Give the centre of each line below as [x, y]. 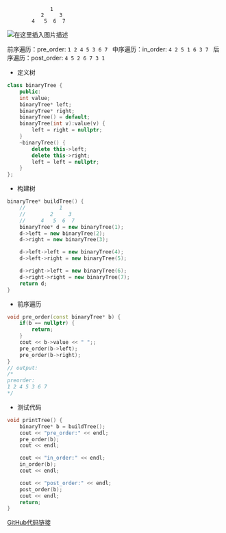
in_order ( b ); [38, 464]
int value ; [35, 98]
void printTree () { [35, 420]
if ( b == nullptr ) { [47, 323]
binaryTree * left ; [46, 104]
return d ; [34, 284]
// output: [23, 368]
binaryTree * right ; [47, 111]
